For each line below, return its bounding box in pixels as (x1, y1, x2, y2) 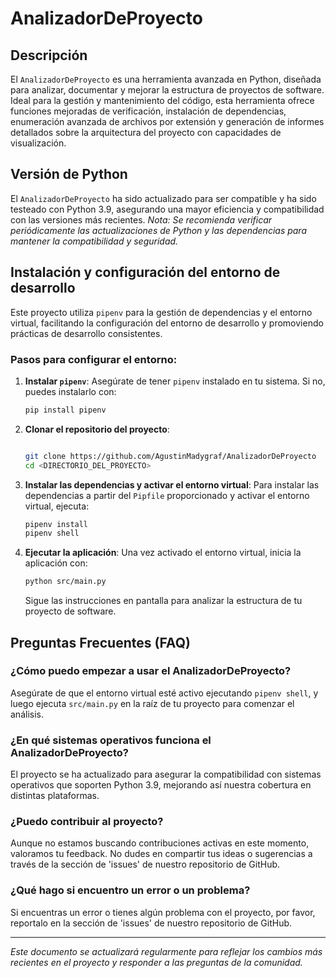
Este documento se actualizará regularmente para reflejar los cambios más (10, 945, 323, 957)
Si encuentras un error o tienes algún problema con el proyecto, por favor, (10, 906, 316, 918)
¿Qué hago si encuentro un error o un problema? (10, 883, 251, 897)
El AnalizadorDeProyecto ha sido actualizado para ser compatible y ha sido (10, 192, 317, 204)
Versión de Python (10, 166, 128, 183)
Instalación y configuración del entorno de (10, 264, 281, 281)
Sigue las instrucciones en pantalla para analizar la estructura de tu (24, 595, 303, 607)
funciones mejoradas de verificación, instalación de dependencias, (10, 105, 287, 117)
